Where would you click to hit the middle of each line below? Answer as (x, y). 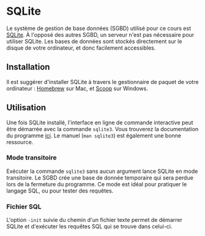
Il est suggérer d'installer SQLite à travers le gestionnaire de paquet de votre (102, 82)
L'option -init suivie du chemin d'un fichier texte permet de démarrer (94, 220)
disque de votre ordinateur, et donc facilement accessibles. (81, 48)
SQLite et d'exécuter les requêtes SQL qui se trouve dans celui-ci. (89, 226)
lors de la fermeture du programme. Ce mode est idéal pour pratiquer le (97, 184)
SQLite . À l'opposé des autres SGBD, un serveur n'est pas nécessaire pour (100, 34)
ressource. (20, 142)
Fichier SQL (24, 207)
